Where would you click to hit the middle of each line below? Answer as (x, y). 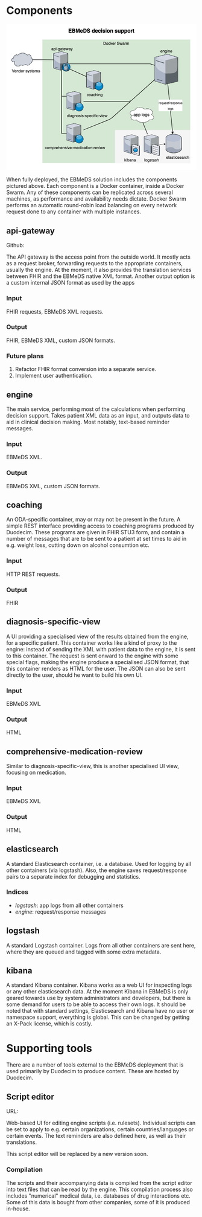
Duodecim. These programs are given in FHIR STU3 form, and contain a (96, 532)
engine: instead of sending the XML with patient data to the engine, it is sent (101, 649)
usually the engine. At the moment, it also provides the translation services (99, 270)
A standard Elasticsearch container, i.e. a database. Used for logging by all (99, 864)
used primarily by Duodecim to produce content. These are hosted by (93, 1071)
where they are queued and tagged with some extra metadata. (84, 952)
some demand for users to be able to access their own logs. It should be (96, 1004)
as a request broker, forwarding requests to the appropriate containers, (94, 263)
